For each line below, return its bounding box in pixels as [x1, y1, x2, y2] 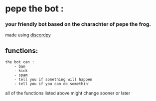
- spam [14, 73, 28, 78]
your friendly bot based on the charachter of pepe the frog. [5, 21, 151, 28]
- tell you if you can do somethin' [14, 82, 91, 87]
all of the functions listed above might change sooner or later [5, 90, 131, 96]
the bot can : [5, 60, 35, 65]
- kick [14, 68, 28, 74]
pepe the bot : [5, 3, 64, 14]
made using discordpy [5, 32, 51, 38]
